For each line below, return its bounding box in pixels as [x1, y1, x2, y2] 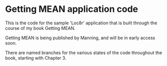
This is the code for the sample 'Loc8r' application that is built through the [5, 20, 158, 26]
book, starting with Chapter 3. [5, 55, 66, 61]
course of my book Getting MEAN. [5, 25, 76, 31]
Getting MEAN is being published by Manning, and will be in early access [5, 35, 156, 41]
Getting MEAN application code [5, 3, 139, 15]
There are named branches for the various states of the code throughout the [5, 50, 163, 56]
